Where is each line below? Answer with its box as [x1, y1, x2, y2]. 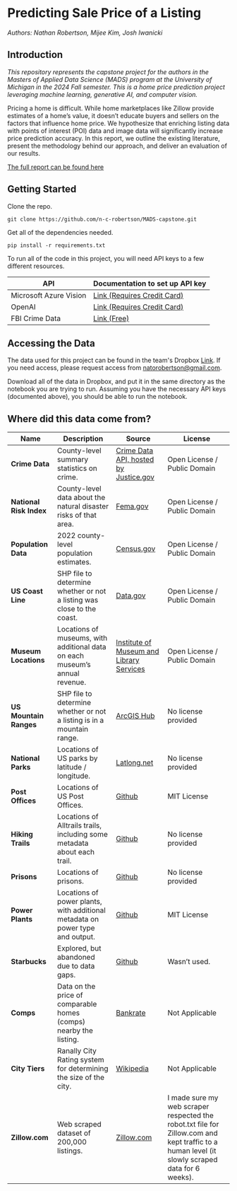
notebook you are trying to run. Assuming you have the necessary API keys [7, 385, 226, 393]
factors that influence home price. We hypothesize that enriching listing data [7, 119, 230, 127]
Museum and [116, 646, 160, 656]
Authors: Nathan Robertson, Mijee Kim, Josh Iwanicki [7, 28, 163, 37]
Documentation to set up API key [92, 278, 207, 288]
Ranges [11, 720, 37, 730]
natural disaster [57, 501, 109, 511]
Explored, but [57, 943, 102, 953]
